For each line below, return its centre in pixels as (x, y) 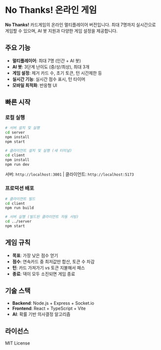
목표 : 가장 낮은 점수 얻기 (35, 255)
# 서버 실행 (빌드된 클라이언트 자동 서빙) (42, 217)
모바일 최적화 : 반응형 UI (35, 85)
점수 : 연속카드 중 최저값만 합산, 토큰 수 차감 (53, 261)
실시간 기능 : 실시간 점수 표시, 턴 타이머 (49, 79)
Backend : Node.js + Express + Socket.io (53, 303)
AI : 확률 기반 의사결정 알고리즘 (41, 314)
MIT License (18, 343)
